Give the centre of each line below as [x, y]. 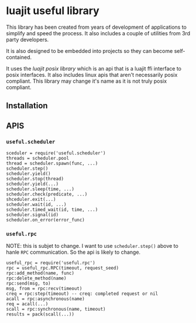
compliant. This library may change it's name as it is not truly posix [87, 81]
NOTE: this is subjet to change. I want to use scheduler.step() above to [92, 246]
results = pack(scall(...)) [40, 314]
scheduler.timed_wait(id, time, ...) [52, 210]
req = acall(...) [27, 304]
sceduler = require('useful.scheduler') [56, 153]
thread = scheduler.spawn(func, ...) [52, 164]
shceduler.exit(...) [31, 200]
